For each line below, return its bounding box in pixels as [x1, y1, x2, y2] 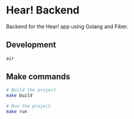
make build [6, 93, 33, 98]
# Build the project [6, 87, 57, 93]
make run [6, 109, 28, 115]
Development [6, 40, 57, 50]
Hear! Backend [6, 4, 80, 17]
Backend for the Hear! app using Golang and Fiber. [6, 23, 129, 30]
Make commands [6, 72, 70, 82]
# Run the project [6, 103, 51, 109]
